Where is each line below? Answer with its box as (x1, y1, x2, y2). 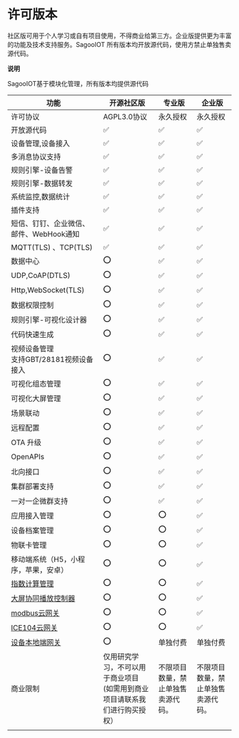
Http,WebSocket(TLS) (11, 285, 85, 295)
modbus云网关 (11, 609, 60, 619)
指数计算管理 (11, 579, 55, 589)
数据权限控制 (11, 300, 55, 310)
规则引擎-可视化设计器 (11, 315, 87, 325)
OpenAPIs (11, 452, 45, 462)
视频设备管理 (11, 343, 55, 353)
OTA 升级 (11, 438, 42, 448)
